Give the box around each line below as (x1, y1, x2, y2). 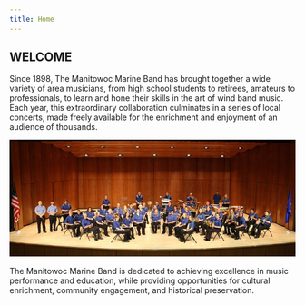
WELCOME (9, 50, 73, 65)
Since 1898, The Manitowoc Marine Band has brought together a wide (9, 74, 271, 84)
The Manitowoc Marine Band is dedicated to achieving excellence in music (9, 266, 289, 277)
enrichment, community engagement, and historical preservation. (9, 285, 254, 296)
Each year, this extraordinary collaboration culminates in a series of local (9, 103, 281, 113)
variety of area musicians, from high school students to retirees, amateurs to (9, 83, 296, 94)
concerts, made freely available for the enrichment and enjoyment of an (9, 112, 279, 123)
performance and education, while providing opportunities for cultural (9, 275, 271, 286)
